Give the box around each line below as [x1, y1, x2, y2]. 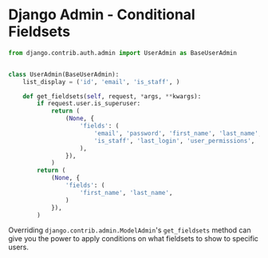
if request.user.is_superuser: [37, 100, 141, 108]
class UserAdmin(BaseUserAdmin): [8, 70, 120, 78]
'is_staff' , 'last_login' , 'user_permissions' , [93, 137, 255, 145]
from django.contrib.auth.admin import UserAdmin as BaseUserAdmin [8, 49, 238, 57]
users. [8, 242, 30, 252]
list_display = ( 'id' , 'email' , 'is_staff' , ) [22, 77, 180, 85]
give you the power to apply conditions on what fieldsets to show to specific [8, 234, 259, 244]
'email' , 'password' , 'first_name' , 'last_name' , [93, 129, 262, 137]
